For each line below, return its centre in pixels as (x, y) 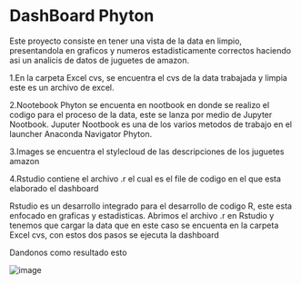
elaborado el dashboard (54, 188)
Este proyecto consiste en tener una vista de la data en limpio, (126, 41)
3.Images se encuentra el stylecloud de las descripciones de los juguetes (147, 152)
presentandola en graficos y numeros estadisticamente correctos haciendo (150, 50)
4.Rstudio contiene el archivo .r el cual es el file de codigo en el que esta (145, 179)
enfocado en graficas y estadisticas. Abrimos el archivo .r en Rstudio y (142, 215)
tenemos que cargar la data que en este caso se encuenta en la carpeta (144, 225)
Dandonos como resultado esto (68, 252)
